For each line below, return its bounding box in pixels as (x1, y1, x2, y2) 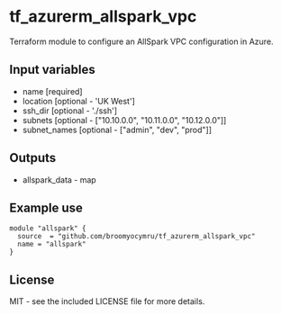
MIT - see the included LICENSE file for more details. (9, 296, 205, 307)
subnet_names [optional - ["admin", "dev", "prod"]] (22, 124, 213, 135)
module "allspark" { (9, 224, 87, 233)
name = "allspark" (17, 240, 87, 249)
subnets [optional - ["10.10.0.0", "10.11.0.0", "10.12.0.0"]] (22, 114, 227, 125)
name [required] (22, 85, 83, 96)
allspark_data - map (22, 174, 96, 185)
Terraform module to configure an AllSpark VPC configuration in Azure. (9, 36, 274, 47)
